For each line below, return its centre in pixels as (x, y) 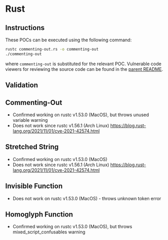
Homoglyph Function (39, 214)
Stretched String (32, 147)
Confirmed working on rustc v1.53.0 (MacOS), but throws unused (81, 115)
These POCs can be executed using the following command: (69, 40)
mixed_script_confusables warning (49, 232)
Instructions (25, 28)
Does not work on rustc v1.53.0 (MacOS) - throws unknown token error (87, 198)
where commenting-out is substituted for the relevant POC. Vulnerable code (83, 64)
